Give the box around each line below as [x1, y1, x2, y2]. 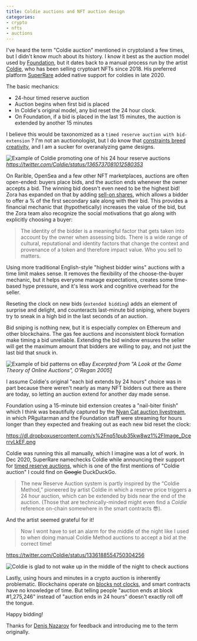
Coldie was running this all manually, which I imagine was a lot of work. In [6, 450, 184, 457]
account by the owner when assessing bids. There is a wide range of [20, 233, 188, 241]
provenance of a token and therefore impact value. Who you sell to [20, 246, 182, 253]
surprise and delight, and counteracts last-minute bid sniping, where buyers [6, 306, 190, 313]
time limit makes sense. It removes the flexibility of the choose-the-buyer [6, 270, 183, 277]
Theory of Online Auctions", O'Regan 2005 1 [6, 367, 112, 374]
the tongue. [6, 599, 34, 606]
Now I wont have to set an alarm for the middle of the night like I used [20, 528, 189, 535]
